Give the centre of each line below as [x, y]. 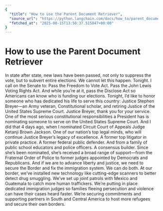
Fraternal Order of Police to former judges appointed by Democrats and [76, 158]
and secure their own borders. [35, 204]
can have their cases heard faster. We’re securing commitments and [73, 194]
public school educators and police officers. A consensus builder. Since [77, 147]
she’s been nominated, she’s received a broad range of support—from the [79, 153]
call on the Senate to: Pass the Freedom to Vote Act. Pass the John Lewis [78, 86]
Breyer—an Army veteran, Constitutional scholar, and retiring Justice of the [80, 106]
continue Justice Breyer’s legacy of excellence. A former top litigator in [76, 137]
